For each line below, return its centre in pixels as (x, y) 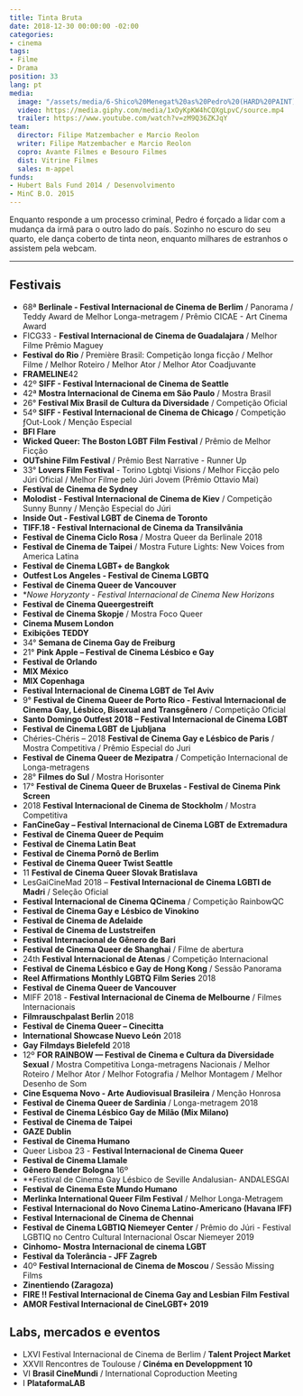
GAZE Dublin (47, 1131)
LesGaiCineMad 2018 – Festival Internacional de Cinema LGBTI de (147, 882)
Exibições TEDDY (55, 633)
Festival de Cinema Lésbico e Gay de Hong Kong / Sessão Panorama (152, 968)
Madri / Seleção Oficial (65, 892)
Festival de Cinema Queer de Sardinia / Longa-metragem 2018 (140, 1103)
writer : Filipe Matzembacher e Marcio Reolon (105, 143)
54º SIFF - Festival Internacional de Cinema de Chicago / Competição (154, 412)
